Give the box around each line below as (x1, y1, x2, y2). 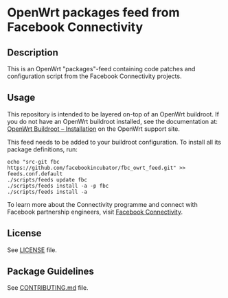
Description (7, 47, 58, 58)
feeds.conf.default (7, 170, 63, 177)
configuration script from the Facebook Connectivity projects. (7, 72, 182, 80)
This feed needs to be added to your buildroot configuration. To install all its (7, 138, 222, 146)
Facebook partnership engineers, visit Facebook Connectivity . (7, 208, 183, 216)
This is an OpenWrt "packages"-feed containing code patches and (7, 65, 196, 73)
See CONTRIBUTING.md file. (7, 284, 89, 292)
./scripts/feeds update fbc (7, 176, 88, 183)
